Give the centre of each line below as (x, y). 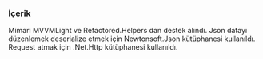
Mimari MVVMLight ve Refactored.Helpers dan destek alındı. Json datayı (128, 31)
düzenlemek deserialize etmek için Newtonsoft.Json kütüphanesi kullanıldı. (132, 39)
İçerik (20, 13)
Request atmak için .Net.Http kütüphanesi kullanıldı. (93, 47)
